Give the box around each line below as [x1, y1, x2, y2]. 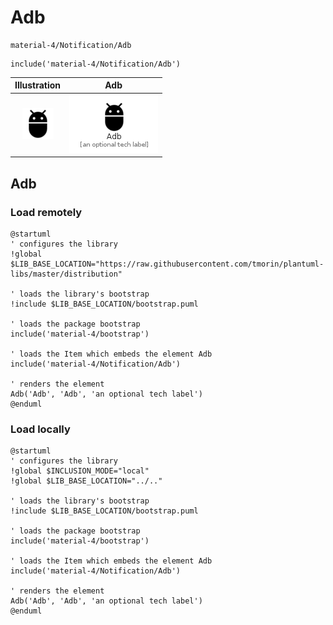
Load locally [10, 422, 71, 436]
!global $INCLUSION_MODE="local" [10, 466, 150, 476]
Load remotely [10, 205, 83, 219]
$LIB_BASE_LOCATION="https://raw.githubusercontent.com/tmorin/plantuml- [10, 259, 325, 269]
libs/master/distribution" [10, 269, 123, 279]
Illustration [14, 79, 62, 91]
